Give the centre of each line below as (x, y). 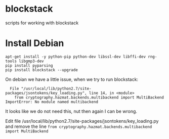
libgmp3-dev (31, 61)
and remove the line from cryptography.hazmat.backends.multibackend (79, 126)
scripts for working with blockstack (42, 23)
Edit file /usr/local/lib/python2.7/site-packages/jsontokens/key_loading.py (82, 121)
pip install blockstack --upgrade (42, 70)
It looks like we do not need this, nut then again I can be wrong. (71, 111)
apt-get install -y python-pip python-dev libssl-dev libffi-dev (75, 57)
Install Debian (35, 43)
